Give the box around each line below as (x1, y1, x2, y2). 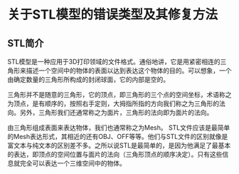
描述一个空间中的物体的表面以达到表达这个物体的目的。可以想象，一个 (26, 66, 232, 75)
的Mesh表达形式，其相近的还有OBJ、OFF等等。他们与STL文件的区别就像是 (7, 133, 228, 140)
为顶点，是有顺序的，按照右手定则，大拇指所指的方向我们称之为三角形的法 (7, 99, 225, 108)
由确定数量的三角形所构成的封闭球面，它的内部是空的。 (7, 76, 169, 83)
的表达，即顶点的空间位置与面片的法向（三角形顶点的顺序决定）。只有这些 (7, 150, 223, 158)
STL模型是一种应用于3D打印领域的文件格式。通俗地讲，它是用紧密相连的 (7, 58, 221, 66)
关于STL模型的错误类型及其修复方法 (7, 6, 218, 23)
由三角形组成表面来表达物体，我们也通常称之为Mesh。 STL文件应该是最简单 (7, 123, 230, 132)
